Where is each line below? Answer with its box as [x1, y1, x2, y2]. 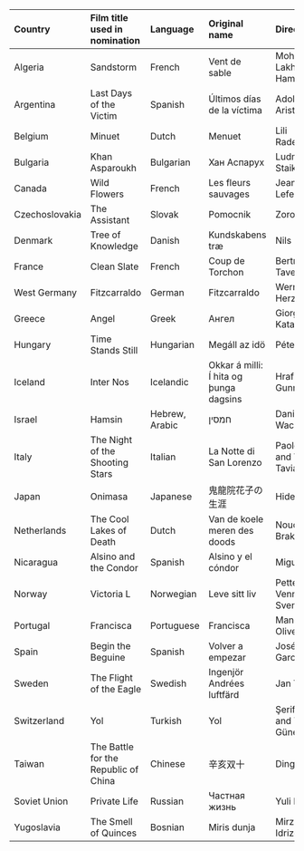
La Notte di [208, 445, 255, 457]
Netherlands [14, 525, 67, 537]
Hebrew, [149, 408, 187, 420]
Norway [14, 588, 48, 600]
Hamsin [90, 413, 123, 425]
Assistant [90, 214, 130, 226]
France [14, 260, 43, 273]
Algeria [14, 61, 45, 73]
